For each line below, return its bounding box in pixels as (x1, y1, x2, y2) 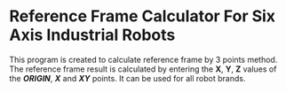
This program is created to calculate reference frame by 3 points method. (9, 54, 278, 65)
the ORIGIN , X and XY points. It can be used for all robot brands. (9, 73, 246, 83)
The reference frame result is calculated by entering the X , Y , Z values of (9, 64, 277, 74)
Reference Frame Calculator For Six (9, 6, 276, 27)
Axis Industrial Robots (9, 25, 176, 45)
